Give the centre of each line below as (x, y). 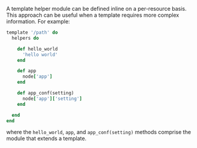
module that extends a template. (46, 138)
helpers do (25, 38)
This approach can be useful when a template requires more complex (93, 15)
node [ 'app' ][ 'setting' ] (52, 99)
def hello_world (38, 49)
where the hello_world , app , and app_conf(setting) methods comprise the (99, 132)
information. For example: (38, 21)
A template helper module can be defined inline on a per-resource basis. (97, 9)
